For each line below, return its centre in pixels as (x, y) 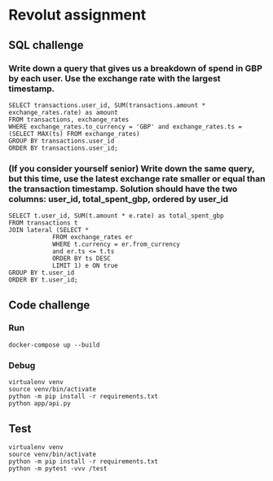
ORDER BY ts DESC (81, 259)
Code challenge (49, 305)
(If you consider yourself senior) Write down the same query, (132, 168)
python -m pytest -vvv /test (58, 468)
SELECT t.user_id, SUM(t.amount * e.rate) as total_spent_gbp (116, 216)
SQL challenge (46, 45)
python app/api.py (40, 404)
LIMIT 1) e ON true (85, 266)
